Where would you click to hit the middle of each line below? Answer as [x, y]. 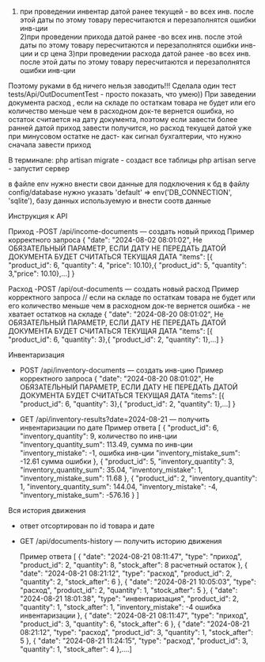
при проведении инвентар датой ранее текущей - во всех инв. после [137, 11]
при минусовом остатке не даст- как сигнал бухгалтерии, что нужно [125, 136]
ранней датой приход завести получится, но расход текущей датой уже [130, 128]
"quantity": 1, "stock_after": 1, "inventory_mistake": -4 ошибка [120, 607]
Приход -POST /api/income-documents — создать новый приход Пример [131, 232]
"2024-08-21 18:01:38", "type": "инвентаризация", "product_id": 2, [129, 599]
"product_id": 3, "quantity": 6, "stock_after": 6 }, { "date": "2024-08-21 [134, 624]
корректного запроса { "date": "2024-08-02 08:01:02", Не [106, 240]
